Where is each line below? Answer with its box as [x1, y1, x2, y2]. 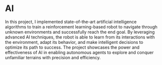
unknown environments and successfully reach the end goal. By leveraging [5, 29, 155, 35]
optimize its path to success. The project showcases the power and [5, 44, 140, 50]
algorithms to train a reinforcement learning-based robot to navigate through [5, 24, 158, 29]
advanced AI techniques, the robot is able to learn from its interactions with [5, 34, 155, 40]
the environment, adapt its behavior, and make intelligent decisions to [5, 39, 144, 45]
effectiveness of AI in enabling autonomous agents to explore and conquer [5, 49, 154, 55]
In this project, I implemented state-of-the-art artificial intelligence [5, 19, 137, 25]
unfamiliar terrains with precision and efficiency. [5, 54, 101, 60]
